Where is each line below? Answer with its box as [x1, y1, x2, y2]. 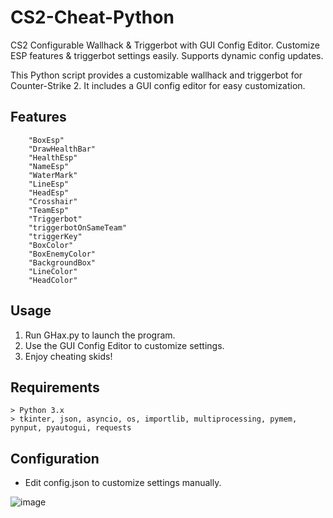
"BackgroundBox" [28, 257, 97, 268]
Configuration [10, 450, 100, 467]
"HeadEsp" [28, 187, 70, 198]
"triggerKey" [28, 231, 83, 241]
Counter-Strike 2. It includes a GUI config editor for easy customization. [10, 79, 306, 91]
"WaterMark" [28, 170, 78, 180]
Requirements [10, 379, 100, 396]
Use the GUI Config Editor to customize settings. [24, 339, 225, 351]
